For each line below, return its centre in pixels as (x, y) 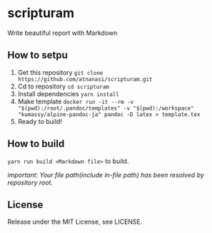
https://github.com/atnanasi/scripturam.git (85, 79)
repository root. (30, 182)
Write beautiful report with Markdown (62, 33)
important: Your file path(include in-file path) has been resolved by (106, 175)
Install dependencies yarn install (68, 93)
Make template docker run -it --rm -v (76, 101)
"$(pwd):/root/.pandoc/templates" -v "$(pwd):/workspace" (106, 108)
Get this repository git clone (60, 72)
